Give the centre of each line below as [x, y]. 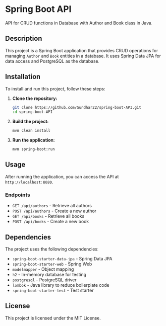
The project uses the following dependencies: [52, 249]
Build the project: [30, 122]
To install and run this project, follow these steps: [55, 88]
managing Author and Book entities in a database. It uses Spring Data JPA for [83, 56]
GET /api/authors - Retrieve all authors [52, 206]
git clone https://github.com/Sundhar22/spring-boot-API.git [77, 107]
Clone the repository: [35, 98]
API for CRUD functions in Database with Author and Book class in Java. [79, 23]
